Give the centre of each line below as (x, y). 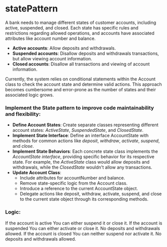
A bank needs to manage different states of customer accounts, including (81, 22)
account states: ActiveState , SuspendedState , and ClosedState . (78, 130)
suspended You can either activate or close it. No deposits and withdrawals (83, 228)
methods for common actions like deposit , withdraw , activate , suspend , (86, 141)
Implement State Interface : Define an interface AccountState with (80, 136)
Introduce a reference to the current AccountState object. (79, 189)
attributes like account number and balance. (50, 38)
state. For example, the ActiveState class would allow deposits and (81, 162)
